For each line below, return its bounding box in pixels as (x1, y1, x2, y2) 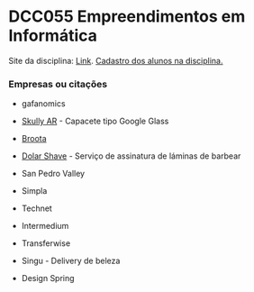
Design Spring (21, 273, 75, 284)
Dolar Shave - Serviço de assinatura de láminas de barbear (21, 151, 241, 161)
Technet (21, 203, 53, 214)
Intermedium (21, 221, 69, 232)
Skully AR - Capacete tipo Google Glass (21, 115, 169, 127)
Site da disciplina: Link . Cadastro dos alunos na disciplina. (8, 55, 223, 66)
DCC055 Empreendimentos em (8, 6, 246, 27)
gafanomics (21, 98, 66, 109)
